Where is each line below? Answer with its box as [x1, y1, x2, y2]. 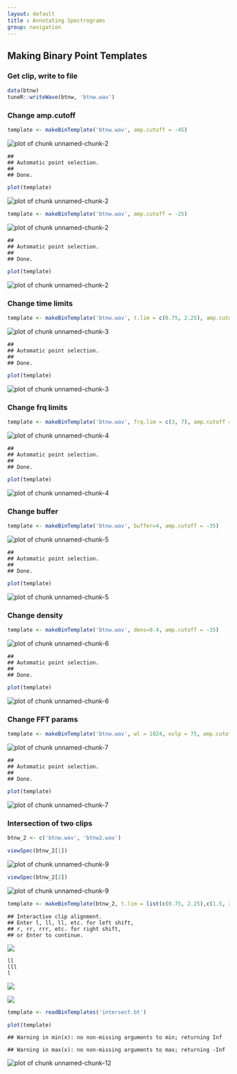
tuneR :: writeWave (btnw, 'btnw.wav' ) [7, 93, 115, 101]
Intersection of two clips [7, 818, 93, 828]
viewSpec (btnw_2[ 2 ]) [7, 874, 68, 881]
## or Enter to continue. [7, 932, 83, 939]
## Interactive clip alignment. [7, 913, 102, 920]
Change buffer [7, 506, 59, 516]
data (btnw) [7, 87, 39, 94]
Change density [7, 610, 63, 620]
